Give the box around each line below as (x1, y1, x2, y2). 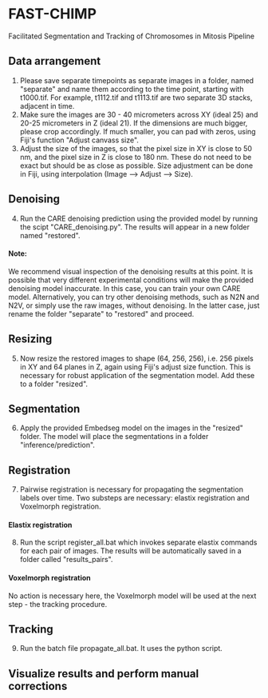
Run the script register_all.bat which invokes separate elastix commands (19, 537, 258, 548)
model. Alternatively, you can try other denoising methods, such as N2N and (8, 292, 259, 301)
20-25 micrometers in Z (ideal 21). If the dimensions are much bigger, (19, 118, 248, 128)
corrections (8, 679, 68, 692)
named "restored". (19, 230, 81, 240)
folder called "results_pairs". (19, 555, 113, 564)
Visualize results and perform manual (8, 667, 199, 680)
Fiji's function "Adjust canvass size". (19, 135, 140, 145)
